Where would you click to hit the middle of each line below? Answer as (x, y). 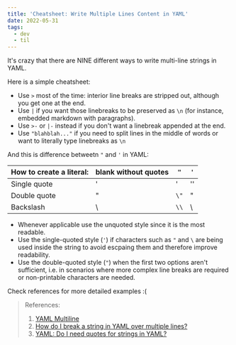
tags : (15, 27)
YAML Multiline (57, 319)
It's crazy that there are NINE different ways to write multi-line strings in (112, 60)
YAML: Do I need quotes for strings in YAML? (101, 334)
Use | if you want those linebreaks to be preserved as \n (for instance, (120, 111)
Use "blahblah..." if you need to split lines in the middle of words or (118, 133)
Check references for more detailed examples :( (77, 291)
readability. (34, 255)
